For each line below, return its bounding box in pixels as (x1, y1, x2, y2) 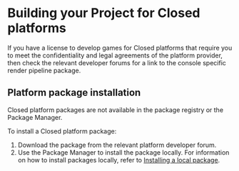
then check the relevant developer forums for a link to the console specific (7, 58, 227, 67)
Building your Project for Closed (7, 5, 201, 21)
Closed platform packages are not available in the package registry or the (7, 105, 223, 114)
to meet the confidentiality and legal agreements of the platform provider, (7, 51, 223, 60)
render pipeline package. (7, 66, 81, 75)
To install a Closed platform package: (7, 126, 117, 136)
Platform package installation (7, 87, 141, 99)
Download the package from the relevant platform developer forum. (17, 140, 217, 149)
